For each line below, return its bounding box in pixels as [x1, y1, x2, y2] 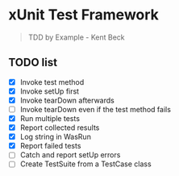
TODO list [8, 56, 58, 69]
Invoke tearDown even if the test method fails [19, 104, 172, 114]
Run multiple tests [19, 114, 81, 123]
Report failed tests [19, 141, 81, 151]
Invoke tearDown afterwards [19, 95, 114, 105]
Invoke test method [19, 77, 85, 86]
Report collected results [19, 123, 100, 132]
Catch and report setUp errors [19, 150, 121, 160]
